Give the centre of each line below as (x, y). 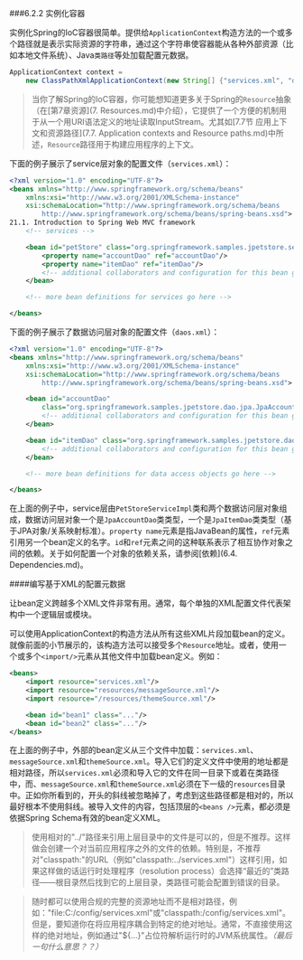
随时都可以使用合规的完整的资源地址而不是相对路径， (130, 901)
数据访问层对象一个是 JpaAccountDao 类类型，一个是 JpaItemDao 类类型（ (154, 520)
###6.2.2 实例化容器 (47, 13)
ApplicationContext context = (66, 72)
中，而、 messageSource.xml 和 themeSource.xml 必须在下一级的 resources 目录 (147, 784)
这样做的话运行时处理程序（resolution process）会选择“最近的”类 (161, 871)
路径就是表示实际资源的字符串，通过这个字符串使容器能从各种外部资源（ (151, 44)
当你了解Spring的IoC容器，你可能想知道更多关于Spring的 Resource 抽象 (161, 99)
